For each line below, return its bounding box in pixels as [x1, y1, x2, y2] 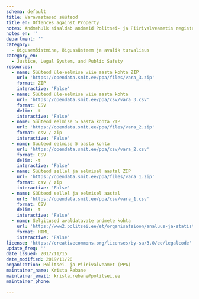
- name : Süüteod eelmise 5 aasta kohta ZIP [11, 119, 120, 125]
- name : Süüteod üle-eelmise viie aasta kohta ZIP [11, 69, 139, 75]
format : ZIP [17, 81, 46, 86]
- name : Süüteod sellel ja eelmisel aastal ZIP [11, 168, 131, 175]
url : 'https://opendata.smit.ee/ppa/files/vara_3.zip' [17, 75, 155, 81]
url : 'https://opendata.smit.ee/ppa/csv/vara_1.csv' [17, 196, 150, 202]
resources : [6, 63, 33, 70]
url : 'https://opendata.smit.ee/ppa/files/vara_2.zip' [17, 124, 155, 130]
